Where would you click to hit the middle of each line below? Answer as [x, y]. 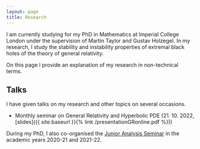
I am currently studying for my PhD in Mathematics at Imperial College [93, 34]
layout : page [22, 12]
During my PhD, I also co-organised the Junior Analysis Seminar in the [93, 134]
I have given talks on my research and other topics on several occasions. [96, 104]
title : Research [26, 17]
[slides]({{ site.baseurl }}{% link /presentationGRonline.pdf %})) [93, 122]
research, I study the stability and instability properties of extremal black [95, 47]
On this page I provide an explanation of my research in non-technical [92, 65]
